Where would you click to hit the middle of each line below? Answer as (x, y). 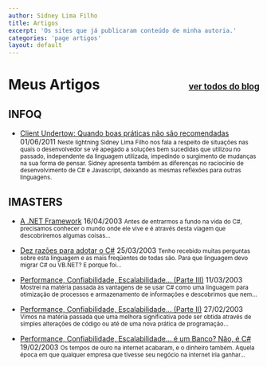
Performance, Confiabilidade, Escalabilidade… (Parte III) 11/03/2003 (131, 279)
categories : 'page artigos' (55, 38)
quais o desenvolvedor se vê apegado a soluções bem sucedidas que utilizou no (130, 150)
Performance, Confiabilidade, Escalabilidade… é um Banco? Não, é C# (135, 338)
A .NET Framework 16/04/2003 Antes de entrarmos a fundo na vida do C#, (131, 221)
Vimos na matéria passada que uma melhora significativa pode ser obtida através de (135, 317)
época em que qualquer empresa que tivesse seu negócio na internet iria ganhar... (132, 355)
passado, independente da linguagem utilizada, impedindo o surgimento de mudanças (138, 156)
